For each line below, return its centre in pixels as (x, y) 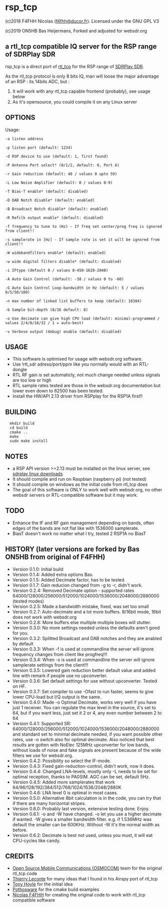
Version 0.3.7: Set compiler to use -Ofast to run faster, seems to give (83, 691)
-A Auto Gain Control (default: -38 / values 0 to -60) (64, 279)
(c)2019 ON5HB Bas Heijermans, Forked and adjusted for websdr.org (76, 31)
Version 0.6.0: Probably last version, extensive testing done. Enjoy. (81, 808)
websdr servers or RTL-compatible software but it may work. (75, 495)
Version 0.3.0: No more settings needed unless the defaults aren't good (86, 628)
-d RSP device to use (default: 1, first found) (57, 156)
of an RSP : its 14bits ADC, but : (37, 81)
